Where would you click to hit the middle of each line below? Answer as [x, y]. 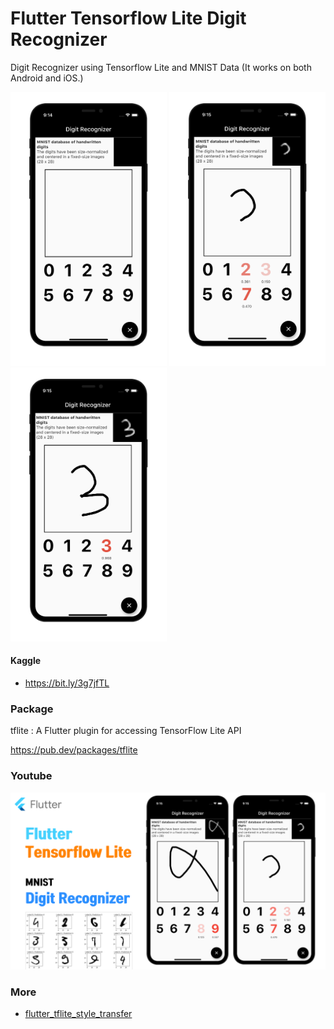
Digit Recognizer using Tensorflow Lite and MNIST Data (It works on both [161, 67]
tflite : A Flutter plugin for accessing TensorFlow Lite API [126, 731]
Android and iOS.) [47, 78]
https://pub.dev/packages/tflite [74, 750]
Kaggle [26, 661]
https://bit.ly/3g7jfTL [67, 683]
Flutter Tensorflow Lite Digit [128, 18]
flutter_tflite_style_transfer [78, 1014]
